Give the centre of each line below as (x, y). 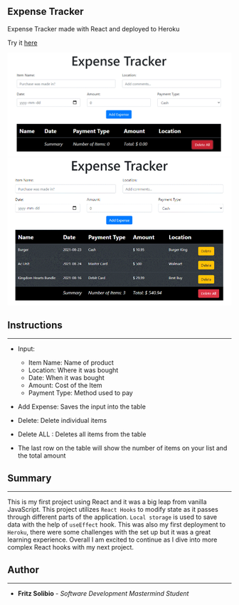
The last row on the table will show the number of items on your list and (122, 448)
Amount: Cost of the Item (65, 385)
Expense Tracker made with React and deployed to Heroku (94, 28)
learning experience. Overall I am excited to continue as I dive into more (112, 540)
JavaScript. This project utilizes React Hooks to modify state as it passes (113, 510)
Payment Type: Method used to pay (80, 393)
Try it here (22, 43)
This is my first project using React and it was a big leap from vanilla (107, 502)
